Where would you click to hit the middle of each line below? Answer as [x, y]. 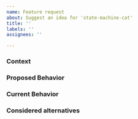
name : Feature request [35, 12]
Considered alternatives [43, 110]
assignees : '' [25, 35]
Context [19, 62]
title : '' [19, 23]
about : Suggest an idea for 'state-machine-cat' [70, 18]
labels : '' [20, 29]
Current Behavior [33, 94]
